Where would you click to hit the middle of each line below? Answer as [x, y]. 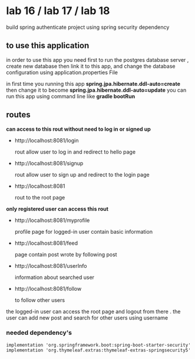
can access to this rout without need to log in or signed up [79, 129]
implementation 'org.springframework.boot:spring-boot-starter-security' [99, 345]
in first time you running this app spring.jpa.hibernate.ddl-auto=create [93, 84]
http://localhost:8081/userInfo [51, 265]
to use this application [48, 46]
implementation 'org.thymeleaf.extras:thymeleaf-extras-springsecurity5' [99, 350]
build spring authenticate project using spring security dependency [88, 27]
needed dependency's [39, 333]
